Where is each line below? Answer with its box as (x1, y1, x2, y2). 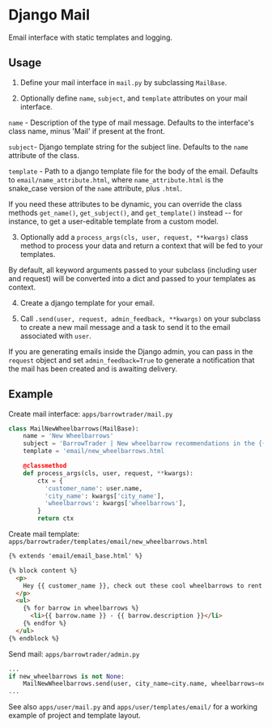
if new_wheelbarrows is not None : (8, 672, 125, 680)
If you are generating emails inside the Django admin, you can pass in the (8, 346, 253, 356)
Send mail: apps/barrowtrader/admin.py (8, 649, 140, 658)
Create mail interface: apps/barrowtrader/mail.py (8, 409, 173, 418)
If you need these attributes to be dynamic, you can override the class (8, 199, 243, 208)
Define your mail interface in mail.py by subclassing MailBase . (19, 77, 227, 87)
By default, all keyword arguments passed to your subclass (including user (8, 265, 257, 275)
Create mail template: (8, 529, 80, 539)
